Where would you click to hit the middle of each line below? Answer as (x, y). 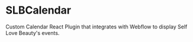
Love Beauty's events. (33, 33)
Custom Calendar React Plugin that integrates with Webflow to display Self (96, 27)
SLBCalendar (38, 10)
